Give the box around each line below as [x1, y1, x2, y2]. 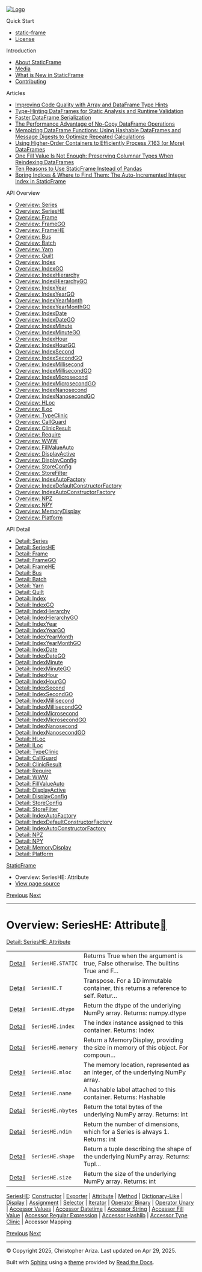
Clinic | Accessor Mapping [6, 1218, 72, 1225]
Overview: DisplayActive [14, 450, 76, 457]
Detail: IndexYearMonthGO [14, 640, 81, 646]
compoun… [83, 1051, 116, 1059]
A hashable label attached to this [83, 1085, 176, 1093]
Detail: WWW [14, 774, 49, 781]
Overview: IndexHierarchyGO [14, 278, 88, 285]
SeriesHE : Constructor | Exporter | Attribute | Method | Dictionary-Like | [6, 1192, 183, 1199]
